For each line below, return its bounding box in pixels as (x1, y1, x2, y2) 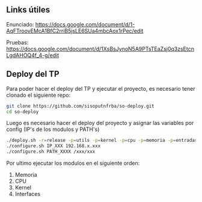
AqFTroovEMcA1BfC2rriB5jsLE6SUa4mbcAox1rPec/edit (6, 27, 144, 34)
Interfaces (14, 191, 41, 197)
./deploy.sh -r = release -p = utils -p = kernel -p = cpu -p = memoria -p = (6, 138, 176, 144)
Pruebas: (6, 38, 29, 46)
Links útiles (6, 5, 50, 15)
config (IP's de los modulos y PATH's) (6, 126, 100, 133)
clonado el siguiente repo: (6, 91, 71, 99)
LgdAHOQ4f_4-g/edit (6, 51, 59, 59)
